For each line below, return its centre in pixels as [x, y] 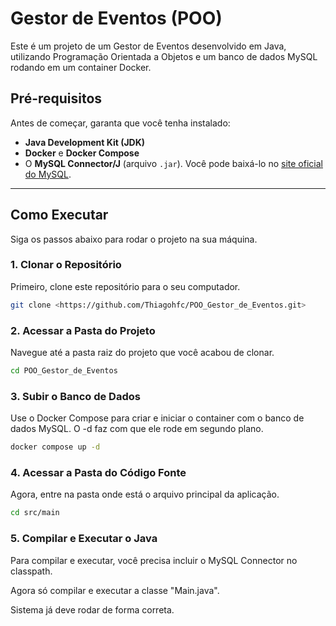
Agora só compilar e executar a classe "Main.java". [115, 590]
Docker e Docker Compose [82, 153]
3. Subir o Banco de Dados [75, 396]
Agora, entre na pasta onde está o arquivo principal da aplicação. [145, 494]
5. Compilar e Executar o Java [84, 539]
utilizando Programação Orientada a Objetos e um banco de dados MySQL [164, 56]
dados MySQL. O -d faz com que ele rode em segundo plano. [137, 429]
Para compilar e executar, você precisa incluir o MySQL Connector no [154, 560]
